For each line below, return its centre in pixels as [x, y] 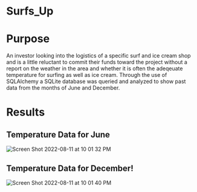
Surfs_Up [30, 11]
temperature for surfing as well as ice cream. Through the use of [87, 75]
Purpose [28, 39]
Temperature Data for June [58, 134]
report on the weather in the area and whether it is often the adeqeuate [95, 68]
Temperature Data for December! [70, 168]
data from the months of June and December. [63, 88]
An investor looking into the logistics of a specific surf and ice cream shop [99, 56]
